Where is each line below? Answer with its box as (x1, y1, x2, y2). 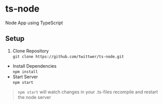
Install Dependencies (12, 63, 57, 69)
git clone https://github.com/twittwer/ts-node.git (12, 54, 124, 59)
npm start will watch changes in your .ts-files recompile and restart (17, 89, 158, 95)
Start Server (12, 74, 38, 80)
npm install (12, 69, 38, 74)
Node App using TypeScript (5, 20, 63, 26)
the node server (17, 94, 52, 100)
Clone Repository (12, 47, 49, 54)
